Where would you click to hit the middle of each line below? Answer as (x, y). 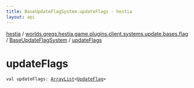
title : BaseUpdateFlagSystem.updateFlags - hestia (69, 11)
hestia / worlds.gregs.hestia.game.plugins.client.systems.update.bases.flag (97, 33)
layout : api (21, 17)
